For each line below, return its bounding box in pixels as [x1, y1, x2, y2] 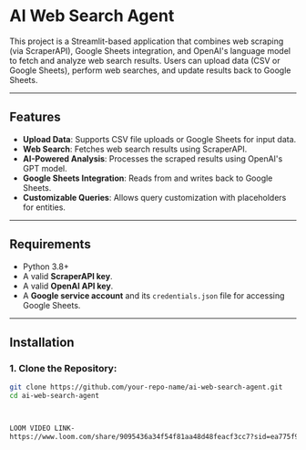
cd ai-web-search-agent [9, 392, 100, 401]
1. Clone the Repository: [9, 361, 117, 374]
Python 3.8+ [22, 261, 70, 272]
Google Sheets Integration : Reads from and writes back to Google [22, 173, 273, 183]
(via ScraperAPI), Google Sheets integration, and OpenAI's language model [9, 45, 291, 56]
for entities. [22, 202, 66, 213]
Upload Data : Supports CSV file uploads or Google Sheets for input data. [22, 133, 297, 144]
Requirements [9, 236, 91, 252]
